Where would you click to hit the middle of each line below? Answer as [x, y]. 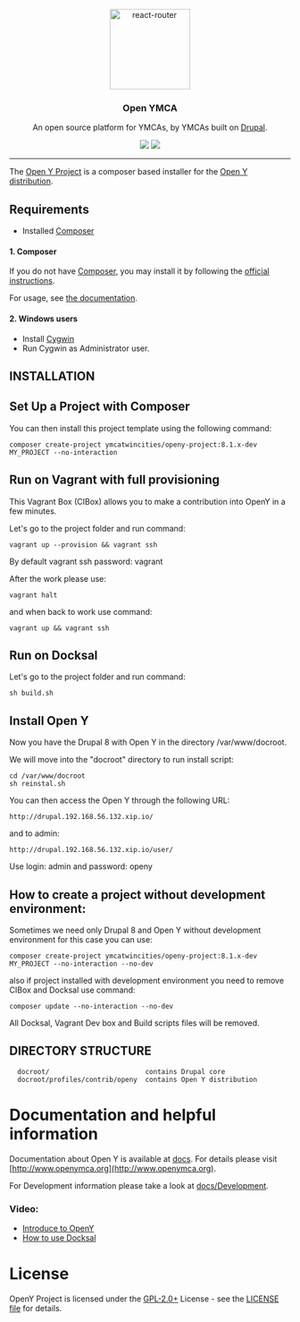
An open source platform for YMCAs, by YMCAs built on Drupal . [150, 128]
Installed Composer [58, 231]
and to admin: [34, 833]
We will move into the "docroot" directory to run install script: [121, 760]
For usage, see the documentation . [74, 298]
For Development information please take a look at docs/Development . [139, 1185]
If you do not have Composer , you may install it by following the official [139, 271]
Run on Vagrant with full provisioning [115, 480]
